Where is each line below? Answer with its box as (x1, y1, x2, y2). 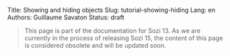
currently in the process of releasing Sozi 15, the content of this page (24, 34, 224, 42)
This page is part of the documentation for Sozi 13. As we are (24, 27, 201, 35)
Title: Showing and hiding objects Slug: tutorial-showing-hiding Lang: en (7, 6, 215, 14)
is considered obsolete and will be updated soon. (24, 41, 166, 49)
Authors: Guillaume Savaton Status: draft (7, 13, 124, 21)
